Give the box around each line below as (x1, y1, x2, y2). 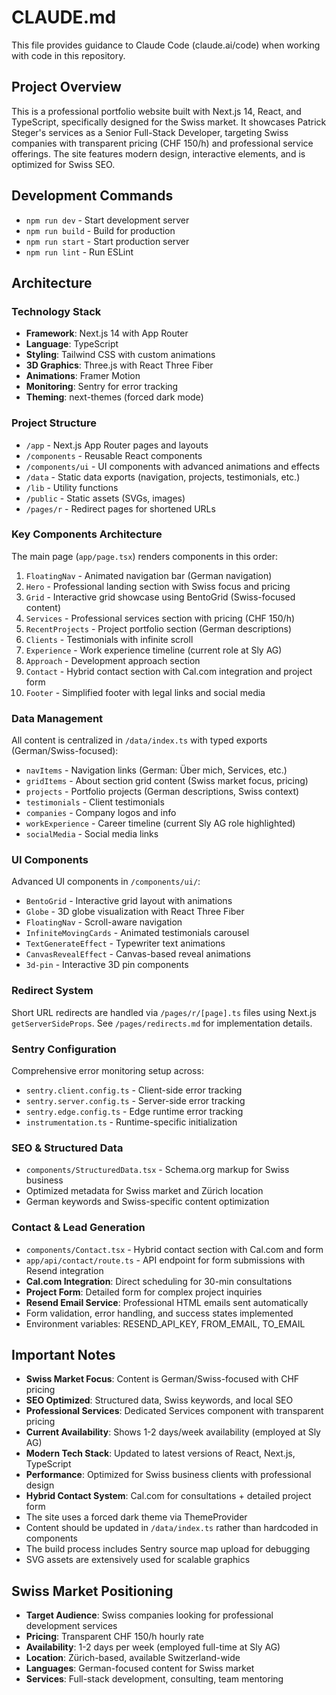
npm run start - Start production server (25, 235, 190, 247)
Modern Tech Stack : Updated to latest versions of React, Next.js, (25, 1447, 296, 1460)
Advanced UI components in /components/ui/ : (11, 876, 201, 888)
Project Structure (11, 416, 97, 430)
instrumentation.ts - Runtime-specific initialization (25, 1116, 238, 1128)
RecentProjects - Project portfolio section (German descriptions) (25, 622, 293, 635)
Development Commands (11, 187, 174, 205)
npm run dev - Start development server (25, 214, 190, 226)
